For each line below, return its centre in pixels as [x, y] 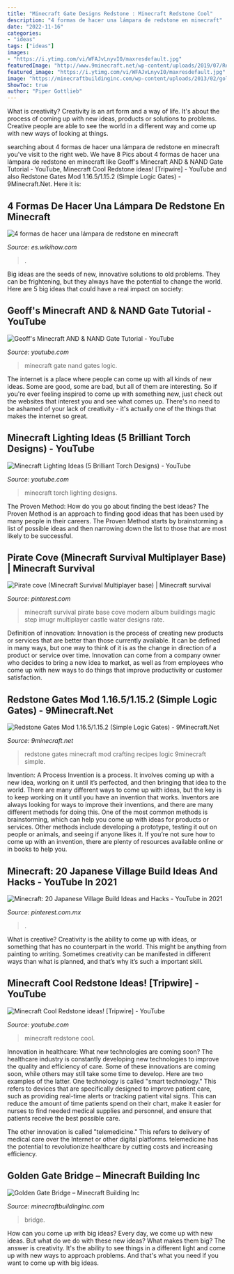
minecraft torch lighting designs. [71, 493]
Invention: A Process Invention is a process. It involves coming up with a [111, 775]
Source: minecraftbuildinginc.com [56, 1206]
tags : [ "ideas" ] [31, 46]
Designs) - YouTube [51, 449]
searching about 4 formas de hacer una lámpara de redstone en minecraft [114, 147]
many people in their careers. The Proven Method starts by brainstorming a [115, 521]
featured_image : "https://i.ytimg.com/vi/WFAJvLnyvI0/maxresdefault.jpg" [117, 72]
